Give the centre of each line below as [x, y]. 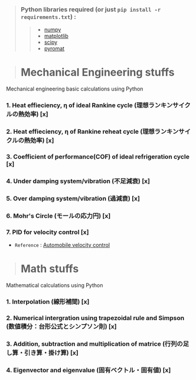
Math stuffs [50, 269]
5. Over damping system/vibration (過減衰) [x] [73, 198]
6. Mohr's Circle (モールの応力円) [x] [58, 215]
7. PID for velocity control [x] [48, 232]
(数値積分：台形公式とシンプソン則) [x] [61, 326]
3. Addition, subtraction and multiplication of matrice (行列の [94, 344]
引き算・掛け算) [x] [51, 353]
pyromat [54, 49]
